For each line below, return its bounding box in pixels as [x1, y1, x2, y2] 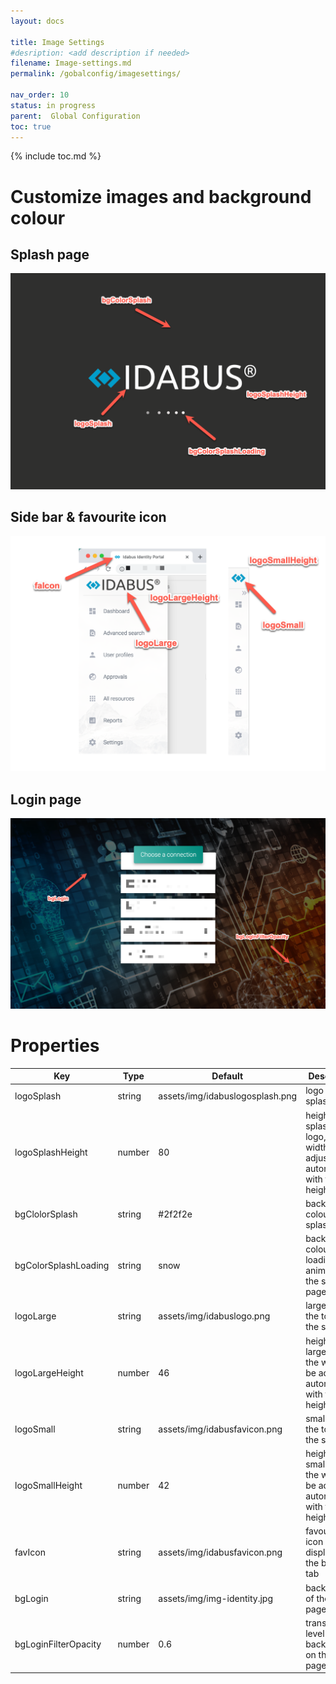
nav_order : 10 [10, 90, 70, 100]
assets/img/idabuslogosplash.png [158, 1090, 298, 1102]
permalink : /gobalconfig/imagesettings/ [10, 69, 182, 79]
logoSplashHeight [14, 1146, 88, 1159]
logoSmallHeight [14, 1480, 83, 1492]
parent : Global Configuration [10, 111, 141, 121]
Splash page [10, 246, 90, 263]
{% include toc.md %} [10, 150, 102, 162]
